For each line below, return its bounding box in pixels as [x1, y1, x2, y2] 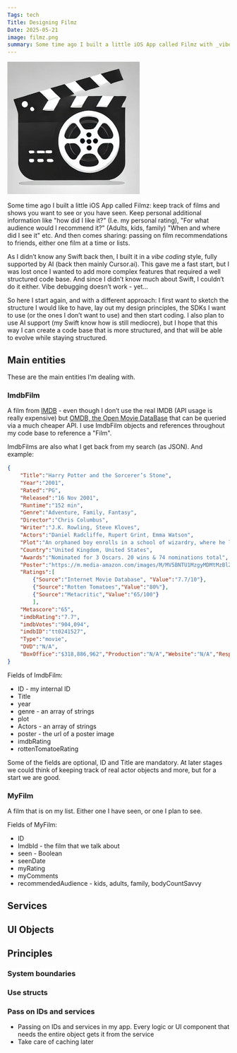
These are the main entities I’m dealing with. [7, 373, 135, 381]
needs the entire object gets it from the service [17, 1030, 154, 1039]
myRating [17, 865, 46, 873]
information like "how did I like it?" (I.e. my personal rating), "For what [7, 216, 209, 225]
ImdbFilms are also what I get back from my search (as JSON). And [7, 443, 203, 451]
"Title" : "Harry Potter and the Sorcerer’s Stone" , [20, 472, 172, 479]
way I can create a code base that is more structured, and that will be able [7, 326, 223, 335]
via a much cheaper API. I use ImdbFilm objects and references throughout [7, 421, 225, 430]
